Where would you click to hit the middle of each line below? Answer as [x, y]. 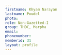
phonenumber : [18, 36]
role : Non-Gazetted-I [27, 23]
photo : [12, 18]
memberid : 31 [18, 41]
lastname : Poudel [23, 14]
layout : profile [21, 45]
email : [12, 32]
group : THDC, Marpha [26, 27]
